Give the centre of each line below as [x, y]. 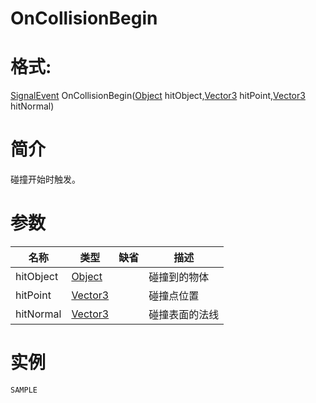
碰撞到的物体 [179, 277]
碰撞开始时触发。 [45, 179]
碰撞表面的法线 [184, 314]
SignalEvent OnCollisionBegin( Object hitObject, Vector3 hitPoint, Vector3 [158, 96]
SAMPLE [24, 390]
